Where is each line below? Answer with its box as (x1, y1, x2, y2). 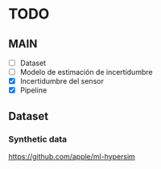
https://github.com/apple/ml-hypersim (8, 151, 135, 161)
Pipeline (19, 85, 47, 95)
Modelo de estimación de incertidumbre (19, 68, 153, 77)
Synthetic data (8, 134, 68, 145)
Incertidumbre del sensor (19, 76, 105, 86)
